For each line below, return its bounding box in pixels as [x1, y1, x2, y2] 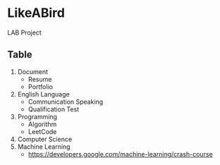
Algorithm [28, 120, 57, 128]
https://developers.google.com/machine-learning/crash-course [28, 149, 213, 158]
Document [17, 67, 48, 75]
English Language [17, 90, 70, 98]
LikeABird [7, 5, 66, 21]
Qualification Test [28, 104, 80, 114]
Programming [17, 112, 58, 121]
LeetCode [28, 127, 57, 135]
